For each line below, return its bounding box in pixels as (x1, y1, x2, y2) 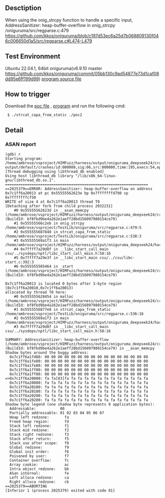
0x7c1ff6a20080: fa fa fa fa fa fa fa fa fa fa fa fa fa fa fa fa (9, 380, 148, 386)
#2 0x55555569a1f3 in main (14, 316, 69, 321)
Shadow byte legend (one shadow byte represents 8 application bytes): (5, 402, 155, 407)
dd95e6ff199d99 (5, 76, 39, 82)
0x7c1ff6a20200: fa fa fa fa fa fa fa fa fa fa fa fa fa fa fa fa (9, 394, 148, 398)
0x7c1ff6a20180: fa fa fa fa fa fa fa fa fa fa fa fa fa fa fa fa (9, 389, 148, 394)
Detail (5, 126, 24, 134)
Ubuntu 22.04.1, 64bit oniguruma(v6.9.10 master (5, 65, 102, 71)
